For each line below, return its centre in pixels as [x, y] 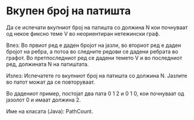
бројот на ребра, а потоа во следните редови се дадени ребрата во [92, 51]
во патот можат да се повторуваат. [51, 82]
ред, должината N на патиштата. [47, 64]
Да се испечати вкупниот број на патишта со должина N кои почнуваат [97, 27]
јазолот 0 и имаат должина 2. [44, 100]
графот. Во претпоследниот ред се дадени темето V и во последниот [94, 58]
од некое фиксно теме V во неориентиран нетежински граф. [83, 33]
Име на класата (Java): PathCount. [50, 111]
